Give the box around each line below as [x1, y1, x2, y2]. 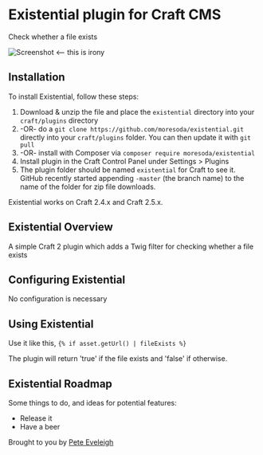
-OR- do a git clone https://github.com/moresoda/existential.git [19, 124, 245, 133]
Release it [19, 414, 53, 423]
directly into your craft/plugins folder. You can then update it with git [19, 132, 251, 142]
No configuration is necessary [8, 294, 108, 304]
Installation [8, 70, 65, 84]
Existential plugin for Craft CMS [8, 6, 222, 24]
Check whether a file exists [8, 32, 98, 41]
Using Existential [8, 317, 94, 331]
